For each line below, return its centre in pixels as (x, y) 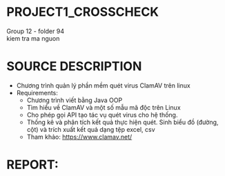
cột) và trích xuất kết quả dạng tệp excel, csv (91, 129)
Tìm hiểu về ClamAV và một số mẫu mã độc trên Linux (104, 107)
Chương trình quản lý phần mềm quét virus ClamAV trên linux (103, 85)
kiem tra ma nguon (33, 38)
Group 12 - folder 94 (36, 31)
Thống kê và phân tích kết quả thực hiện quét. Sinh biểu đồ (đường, (123, 122)
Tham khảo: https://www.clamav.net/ (79, 137)
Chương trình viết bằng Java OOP (75, 100)
